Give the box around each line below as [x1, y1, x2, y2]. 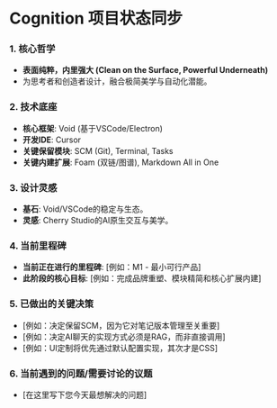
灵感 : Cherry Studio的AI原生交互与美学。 [22, 215, 174, 226]
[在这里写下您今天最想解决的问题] [22, 389, 147, 400]
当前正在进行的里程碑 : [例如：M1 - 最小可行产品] [22, 262, 201, 273]
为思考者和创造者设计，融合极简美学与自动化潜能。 [22, 76, 212, 86]
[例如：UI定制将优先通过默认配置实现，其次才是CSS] [22, 342, 219, 353]
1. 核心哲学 [9, 42, 56, 55]
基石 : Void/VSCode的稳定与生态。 [22, 204, 148, 214]
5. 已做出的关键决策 [9, 298, 94, 311]
